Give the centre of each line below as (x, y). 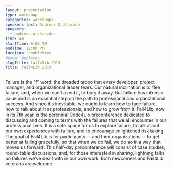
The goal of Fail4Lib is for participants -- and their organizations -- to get (82, 137)
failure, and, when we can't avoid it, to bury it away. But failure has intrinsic (84, 93)
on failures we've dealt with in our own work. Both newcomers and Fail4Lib (84, 158)
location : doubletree (28, 53)
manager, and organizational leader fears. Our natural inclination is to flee (83, 87)
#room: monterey (23, 58)
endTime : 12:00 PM (25, 48)
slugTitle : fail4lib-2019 (33, 63)
